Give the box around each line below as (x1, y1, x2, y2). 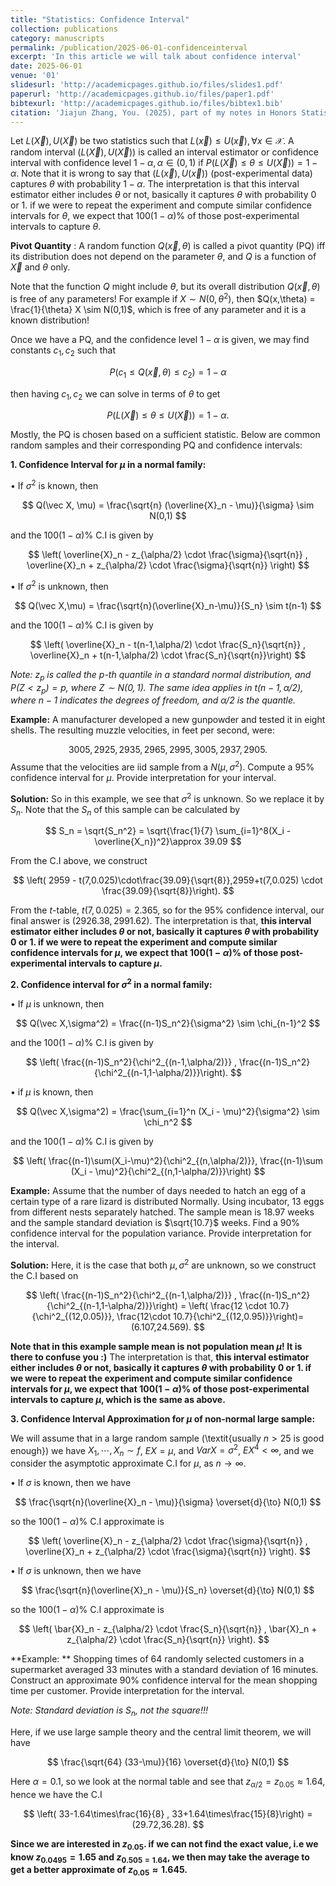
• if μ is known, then (10, 1086, 94, 1098)
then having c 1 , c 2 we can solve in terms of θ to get (10, 387, 221, 402)
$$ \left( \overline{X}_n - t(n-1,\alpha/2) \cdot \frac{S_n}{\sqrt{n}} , (29, 638, 307, 650)
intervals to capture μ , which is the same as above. (10, 1393, 226, 1405)
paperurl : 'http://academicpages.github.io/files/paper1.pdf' (10, 89, 275, 99)
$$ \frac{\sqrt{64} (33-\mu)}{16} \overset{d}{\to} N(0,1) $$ (46, 1756, 290, 1768)
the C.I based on (10, 1269, 79, 1281)
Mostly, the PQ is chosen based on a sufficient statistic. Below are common (10, 429, 321, 441)
